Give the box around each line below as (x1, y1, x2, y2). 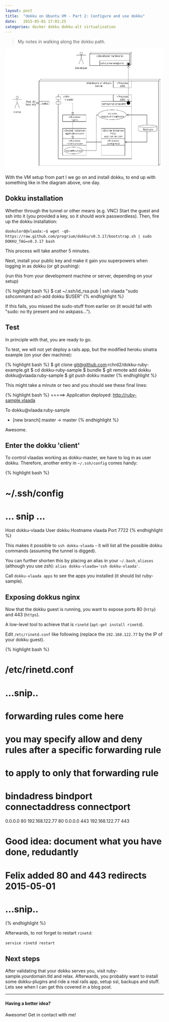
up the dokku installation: (5, 218, 58, 225)
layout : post (5, 8, 33, 13)
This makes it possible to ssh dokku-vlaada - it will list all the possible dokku (5, 543, 162, 549)
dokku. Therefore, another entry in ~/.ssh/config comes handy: (5, 460, 138, 466)
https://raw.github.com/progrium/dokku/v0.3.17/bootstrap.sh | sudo (5, 234, 152, 239)
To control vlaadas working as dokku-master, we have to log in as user (5, 455, 152, 461)
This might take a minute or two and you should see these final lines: (5, 382, 147, 388)
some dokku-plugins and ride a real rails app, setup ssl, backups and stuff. (5, 979, 160, 985)
